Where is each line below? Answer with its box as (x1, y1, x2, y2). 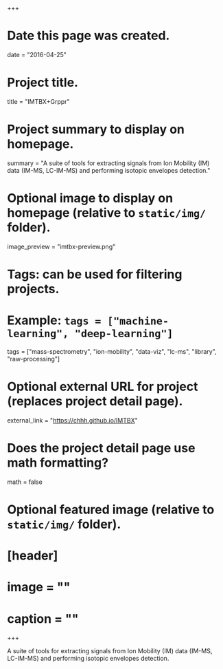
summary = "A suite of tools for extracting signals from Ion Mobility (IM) (7, 159, 210, 167)
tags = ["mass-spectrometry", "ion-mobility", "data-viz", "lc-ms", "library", (7, 347, 218, 355)
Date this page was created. (7, 28, 170, 43)
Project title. (7, 75, 79, 90)
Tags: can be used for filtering (7, 266, 183, 282)
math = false (7, 478, 43, 486)
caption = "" (7, 610, 79, 626)
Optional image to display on (7, 191, 174, 206)
